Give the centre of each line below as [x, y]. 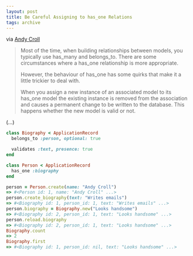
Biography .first [26, 242]
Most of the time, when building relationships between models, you [101, 51]
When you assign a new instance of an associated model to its [96, 92]
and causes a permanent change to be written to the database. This [102, 105]
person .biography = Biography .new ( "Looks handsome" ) [72, 209]
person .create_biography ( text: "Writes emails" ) [67, 198]
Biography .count [26, 231]
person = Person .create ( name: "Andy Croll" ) [61, 187]
